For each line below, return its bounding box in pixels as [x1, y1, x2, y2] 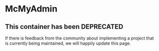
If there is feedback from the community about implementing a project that [5, 35, 154, 41]
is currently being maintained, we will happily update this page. [5, 40, 131, 46]
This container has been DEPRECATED [5, 23, 124, 31]
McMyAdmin [5, 3, 58, 14]
